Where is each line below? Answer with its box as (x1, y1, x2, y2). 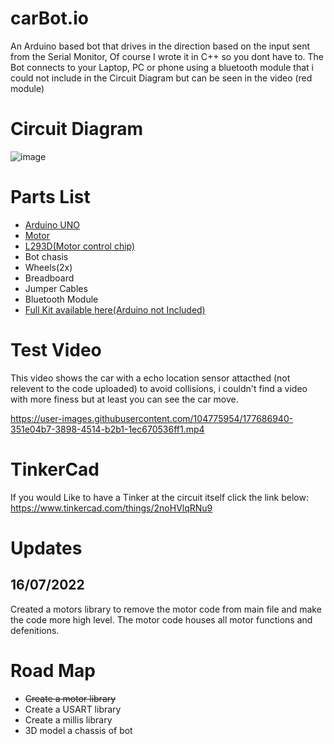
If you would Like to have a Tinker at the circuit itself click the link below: (10, 491, 309, 503)
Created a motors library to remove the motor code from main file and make (10, 603, 322, 615)
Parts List (10, 186, 91, 209)
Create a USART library (24, 703, 122, 715)
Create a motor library (24, 692, 117, 704)
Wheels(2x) (24, 261, 73, 273)
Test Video (10, 339, 102, 361)
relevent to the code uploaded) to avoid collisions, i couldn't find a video (10, 382, 308, 394)
